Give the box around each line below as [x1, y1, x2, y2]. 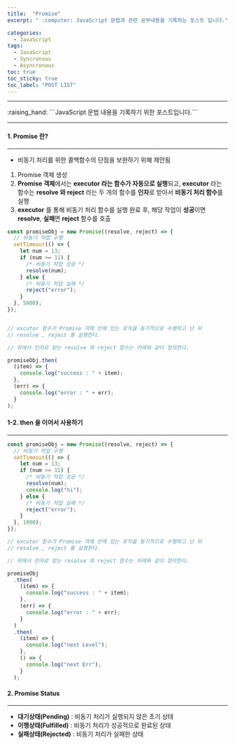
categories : [7, 29, 42, 36]
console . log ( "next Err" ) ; [25, 661, 101, 668]
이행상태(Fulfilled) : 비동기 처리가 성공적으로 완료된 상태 [17, 720, 171, 729]
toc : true [7, 68, 36, 76]
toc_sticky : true [7, 75, 58, 82]
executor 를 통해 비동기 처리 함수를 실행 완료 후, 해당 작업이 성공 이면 [17, 205, 206, 214]
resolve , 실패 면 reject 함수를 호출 [17, 214, 111, 223]
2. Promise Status [7, 689, 60, 697]
